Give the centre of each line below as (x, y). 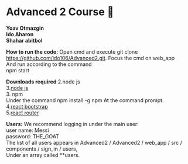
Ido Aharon (20, 34)
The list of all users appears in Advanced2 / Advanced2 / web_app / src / (94, 142)
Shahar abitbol (24, 40)
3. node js (17, 88)
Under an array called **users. (43, 155)
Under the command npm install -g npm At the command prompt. (85, 100)
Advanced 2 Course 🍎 (60, 12)
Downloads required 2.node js (43, 82)
